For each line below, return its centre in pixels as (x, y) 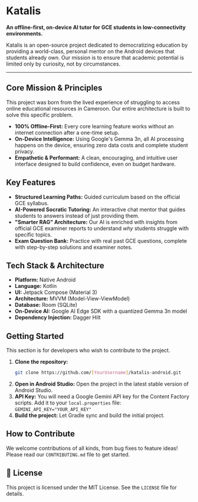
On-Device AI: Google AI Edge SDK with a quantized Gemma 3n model (101, 311)
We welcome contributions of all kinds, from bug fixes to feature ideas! (92, 448)
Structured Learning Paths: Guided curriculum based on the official (98, 197)
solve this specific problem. (39, 115)
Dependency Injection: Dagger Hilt (58, 318)
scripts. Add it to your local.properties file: (68, 403)
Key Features (31, 182)
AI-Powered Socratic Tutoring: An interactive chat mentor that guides (100, 209)
